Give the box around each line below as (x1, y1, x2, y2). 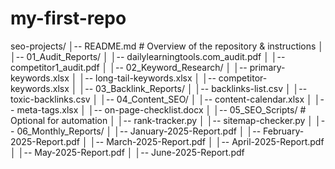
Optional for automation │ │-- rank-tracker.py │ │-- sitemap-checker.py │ (10, 114, 314, 126)
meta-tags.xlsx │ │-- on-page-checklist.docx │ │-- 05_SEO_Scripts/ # (16, 103, 307, 116)
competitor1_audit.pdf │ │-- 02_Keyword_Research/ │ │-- (10, 61, 248, 73)
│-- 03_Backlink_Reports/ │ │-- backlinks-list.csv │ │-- (79, 82, 308, 94)
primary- (249, 61, 286, 73)
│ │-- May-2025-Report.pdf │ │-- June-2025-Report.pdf (10, 146, 245, 158)
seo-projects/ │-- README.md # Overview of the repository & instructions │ (10, 40, 325, 52)
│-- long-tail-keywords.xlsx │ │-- (79, 72, 217, 84)
